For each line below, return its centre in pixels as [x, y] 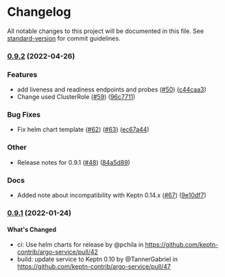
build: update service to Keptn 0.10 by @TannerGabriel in [97, 259]
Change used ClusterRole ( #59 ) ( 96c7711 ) [76, 97]
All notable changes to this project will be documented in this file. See [106, 31]
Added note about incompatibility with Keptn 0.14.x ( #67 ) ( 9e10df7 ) [112, 195]
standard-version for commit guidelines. [64, 38]
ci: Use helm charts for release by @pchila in [80, 245]
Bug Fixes [24, 115]
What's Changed [32, 229]
